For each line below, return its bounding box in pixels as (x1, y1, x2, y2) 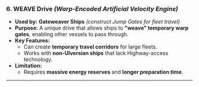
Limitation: (14, 62, 43, 69)
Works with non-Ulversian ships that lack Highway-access (23, 50, 169, 57)
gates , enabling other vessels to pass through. (14, 31, 129, 38)
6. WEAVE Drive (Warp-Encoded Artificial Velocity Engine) (6, 5, 179, 13)
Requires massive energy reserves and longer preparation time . (23, 69, 184, 76)
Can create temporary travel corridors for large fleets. (23, 43, 158, 50)
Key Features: (14, 37, 50, 44)
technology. (23, 56, 53, 63)
